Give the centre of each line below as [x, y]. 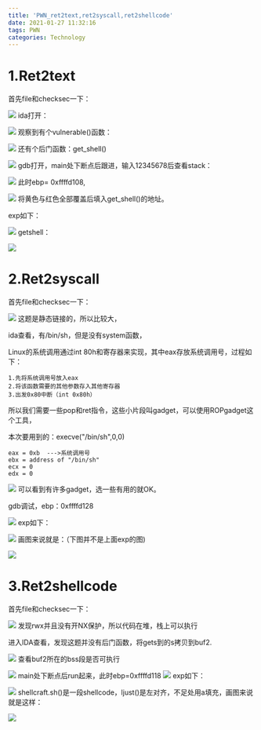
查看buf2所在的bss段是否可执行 [69, 659]
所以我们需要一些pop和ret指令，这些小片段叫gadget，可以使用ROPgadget [127, 411]
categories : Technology [47, 37]
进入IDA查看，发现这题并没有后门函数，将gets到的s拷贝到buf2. [110, 642]
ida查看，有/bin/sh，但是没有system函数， [77, 335]
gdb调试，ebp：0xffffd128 [51, 506]
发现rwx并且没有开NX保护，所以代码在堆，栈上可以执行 [108, 626]
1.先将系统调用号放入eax [43, 378]
